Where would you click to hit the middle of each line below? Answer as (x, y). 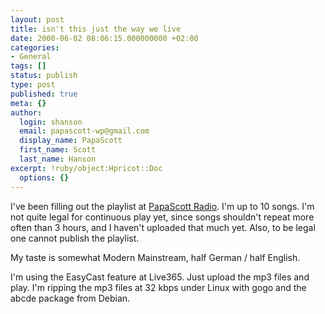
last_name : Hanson (58, 159)
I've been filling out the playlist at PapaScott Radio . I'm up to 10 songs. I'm (162, 206)
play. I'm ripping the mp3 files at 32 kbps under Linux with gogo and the (158, 287)
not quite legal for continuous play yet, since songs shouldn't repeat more (162, 217)
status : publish (44, 76)
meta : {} (28, 103)
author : (26, 112)
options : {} (44, 177)
